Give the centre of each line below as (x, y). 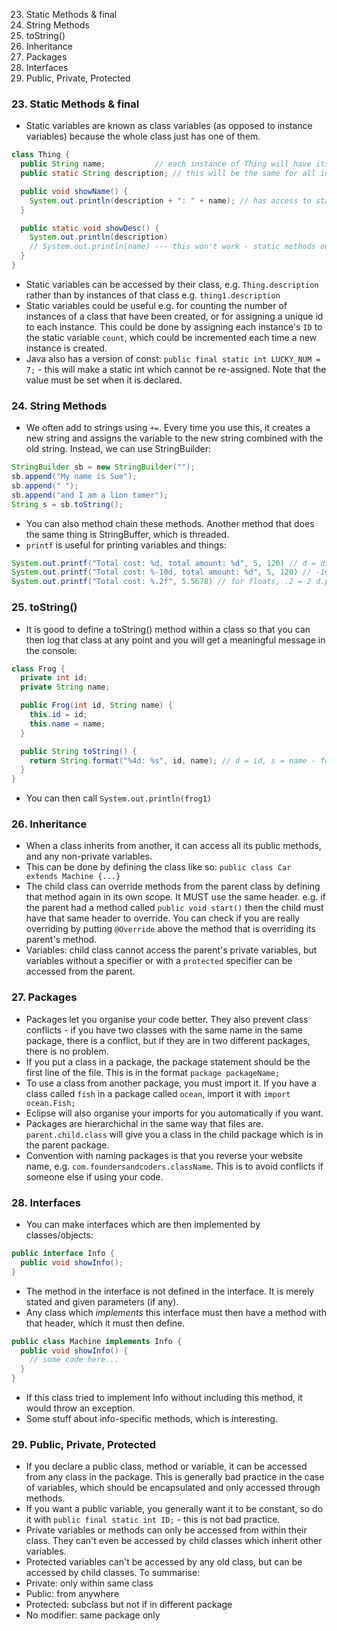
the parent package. (67, 1145)
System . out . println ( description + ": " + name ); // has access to (170, 200)
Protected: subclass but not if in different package (129, 1605)
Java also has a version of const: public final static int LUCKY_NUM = (173, 358)
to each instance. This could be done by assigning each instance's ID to (174, 326)
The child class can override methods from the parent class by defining (173, 886)
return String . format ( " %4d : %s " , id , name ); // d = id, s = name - (172, 760)
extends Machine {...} (73, 877)
